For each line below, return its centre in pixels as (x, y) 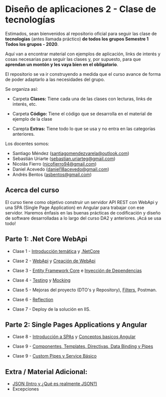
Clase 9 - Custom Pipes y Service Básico (55, 356)
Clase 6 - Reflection (33, 299)
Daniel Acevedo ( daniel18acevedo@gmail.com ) (61, 169)
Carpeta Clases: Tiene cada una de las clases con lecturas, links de (82, 99)
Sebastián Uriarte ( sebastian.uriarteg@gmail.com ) (64, 159)
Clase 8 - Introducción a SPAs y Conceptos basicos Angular (74, 337)
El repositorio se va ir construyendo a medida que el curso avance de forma (83, 74)
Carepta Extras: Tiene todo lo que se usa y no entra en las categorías (84, 129)
